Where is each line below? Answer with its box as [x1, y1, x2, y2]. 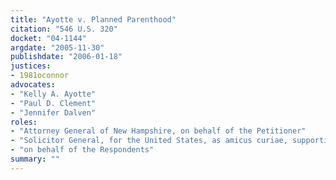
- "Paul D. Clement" [10, 98, 97, 108]
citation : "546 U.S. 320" [10, 24, 118, 34]
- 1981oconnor [10, 71, 70, 81]
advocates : [10, 80, 56, 90]
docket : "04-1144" [10, 33, 87, 43]
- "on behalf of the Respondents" [10, 145, 155, 155]
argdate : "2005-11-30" [10, 42, 105, 53]
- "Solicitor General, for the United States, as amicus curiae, [10, 136, 288, 146]
